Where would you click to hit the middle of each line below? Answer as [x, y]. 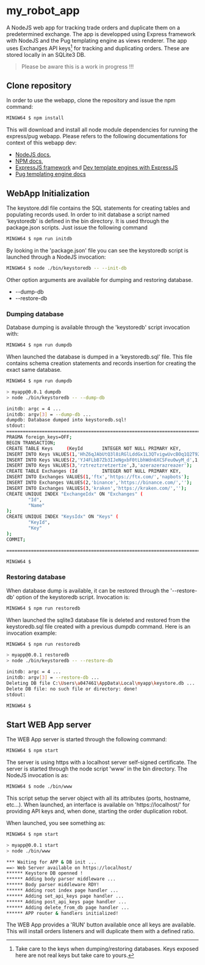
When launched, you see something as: [56, 823]
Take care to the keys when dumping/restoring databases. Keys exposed [107, 949]
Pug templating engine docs [51, 174]
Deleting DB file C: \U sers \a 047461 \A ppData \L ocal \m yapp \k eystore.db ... [101, 683]
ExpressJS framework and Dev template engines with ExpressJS [96, 168]
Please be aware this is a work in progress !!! [77, 66]
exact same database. [34, 370]
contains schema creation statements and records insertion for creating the [101, 363]
